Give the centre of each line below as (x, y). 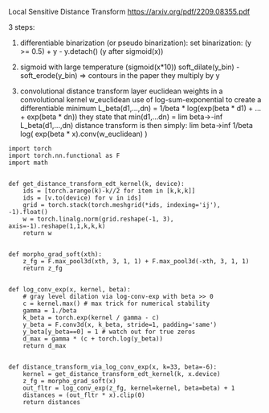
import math (28, 163)
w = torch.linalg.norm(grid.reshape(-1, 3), (98, 219)
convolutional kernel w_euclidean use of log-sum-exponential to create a (141, 99)
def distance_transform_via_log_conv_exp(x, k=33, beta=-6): (113, 367)
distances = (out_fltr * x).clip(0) (84, 395)
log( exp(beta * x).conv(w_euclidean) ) (84, 134)
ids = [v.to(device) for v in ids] (82, 198)
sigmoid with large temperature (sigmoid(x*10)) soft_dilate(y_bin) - (130, 67)
